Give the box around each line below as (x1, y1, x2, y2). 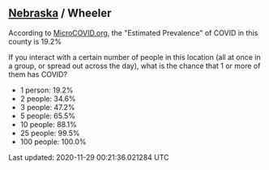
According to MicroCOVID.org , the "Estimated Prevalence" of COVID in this (8, 28, 258, 37)
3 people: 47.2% (19, 102, 75, 112)
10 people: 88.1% (19, 119, 77, 129)
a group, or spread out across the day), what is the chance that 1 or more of (8, 61, 261, 70)
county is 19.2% (8, 36, 62, 46)
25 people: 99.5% (19, 128, 80, 138)
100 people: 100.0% (19, 137, 87, 147)
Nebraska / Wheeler (8, 6, 112, 20)
